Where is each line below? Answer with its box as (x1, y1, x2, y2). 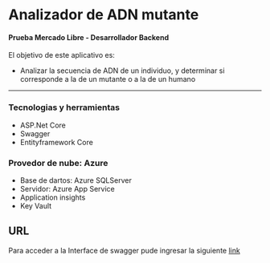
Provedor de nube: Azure (8, 157, 108, 168)
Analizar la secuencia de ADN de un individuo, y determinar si (19, 66, 225, 75)
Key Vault (19, 200, 52, 210)
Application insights (19, 192, 86, 202)
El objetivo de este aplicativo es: (8, 51, 115, 60)
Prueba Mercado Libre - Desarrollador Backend (8, 32, 170, 42)
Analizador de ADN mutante (8, 6, 199, 24)
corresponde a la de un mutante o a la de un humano (19, 75, 196, 84)
